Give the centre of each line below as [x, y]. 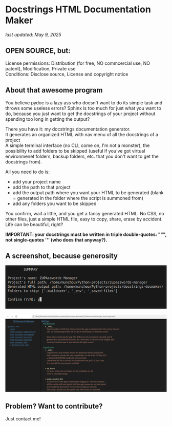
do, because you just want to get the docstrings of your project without [80, 114]
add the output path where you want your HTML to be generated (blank [88, 192]
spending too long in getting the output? [48, 119]
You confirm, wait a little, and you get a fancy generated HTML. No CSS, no [85, 213]
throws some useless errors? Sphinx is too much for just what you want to [83, 108]
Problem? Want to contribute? [54, 406]
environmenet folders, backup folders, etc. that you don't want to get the [82, 156]
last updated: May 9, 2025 [33, 34]
